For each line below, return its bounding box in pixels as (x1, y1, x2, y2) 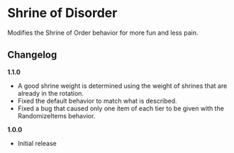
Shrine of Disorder (7, 5, 118, 21)
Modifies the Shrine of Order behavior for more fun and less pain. (7, 28, 199, 37)
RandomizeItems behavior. (17, 111, 96, 120)
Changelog (7, 49, 57, 61)
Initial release (17, 139, 57, 147)
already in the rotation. (17, 89, 84, 97)
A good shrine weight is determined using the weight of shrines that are (17, 81, 228, 90)
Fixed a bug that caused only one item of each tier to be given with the (17, 104, 225, 113)
